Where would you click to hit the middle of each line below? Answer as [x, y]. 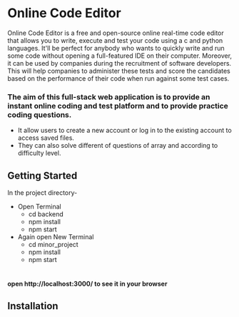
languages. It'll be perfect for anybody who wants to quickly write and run [116, 48]
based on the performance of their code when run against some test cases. [118, 78]
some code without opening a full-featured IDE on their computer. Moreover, [120, 56]
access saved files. [46, 138]
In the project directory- [42, 193]
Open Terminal [40, 207]
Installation [33, 306]
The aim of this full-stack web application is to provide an [109, 96]
